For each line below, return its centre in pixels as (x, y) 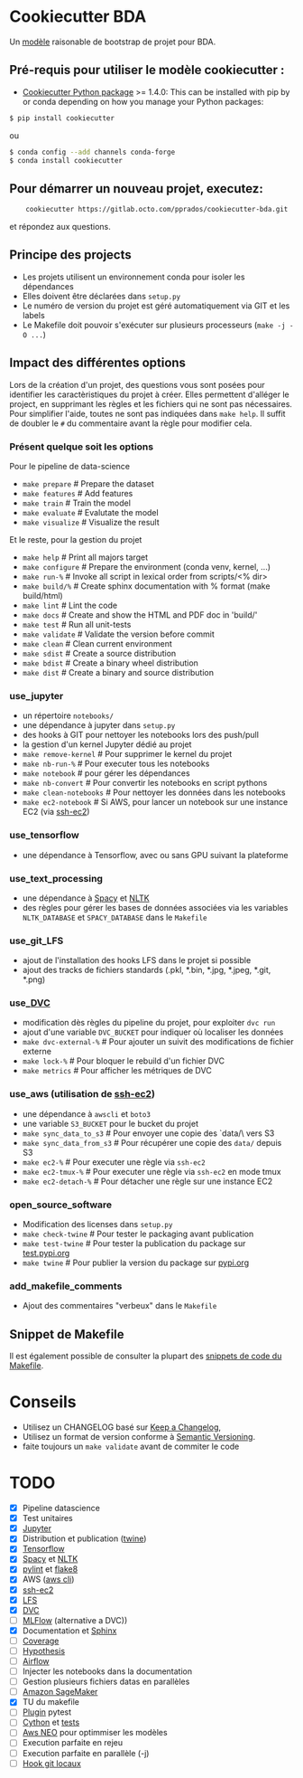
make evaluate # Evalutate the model (91, 512)
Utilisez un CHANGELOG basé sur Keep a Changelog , (122, 1427)
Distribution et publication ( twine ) (84, 1538)
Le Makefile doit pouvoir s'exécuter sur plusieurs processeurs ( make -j (154, 325)
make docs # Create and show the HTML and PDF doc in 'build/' (140, 615)
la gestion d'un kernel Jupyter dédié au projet (107, 744)
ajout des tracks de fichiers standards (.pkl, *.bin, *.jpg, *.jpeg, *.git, (147, 970)
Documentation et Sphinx (69, 1631)
